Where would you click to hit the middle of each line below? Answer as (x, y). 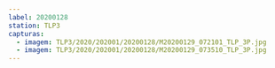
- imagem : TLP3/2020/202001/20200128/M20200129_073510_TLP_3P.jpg (141, 50)
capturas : (27, 34)
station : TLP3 (35, 26)
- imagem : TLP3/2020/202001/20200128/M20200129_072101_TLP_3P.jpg (141, 42)
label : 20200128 (38, 17)
